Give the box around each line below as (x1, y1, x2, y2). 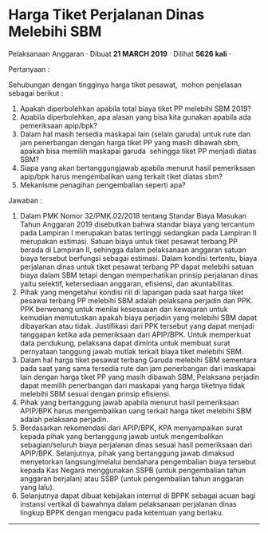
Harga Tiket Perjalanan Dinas (8, 6, 205, 24)
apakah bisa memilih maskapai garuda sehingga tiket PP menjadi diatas (19, 146, 257, 156)
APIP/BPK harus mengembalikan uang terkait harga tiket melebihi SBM (19, 405, 252, 416)
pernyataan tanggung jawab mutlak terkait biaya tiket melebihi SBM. (19, 346, 244, 356)
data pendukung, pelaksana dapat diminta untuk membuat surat (19, 338, 231, 348)
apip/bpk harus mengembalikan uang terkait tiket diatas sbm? (19, 172, 223, 181)
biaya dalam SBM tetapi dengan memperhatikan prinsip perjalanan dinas (19, 270, 258, 280)
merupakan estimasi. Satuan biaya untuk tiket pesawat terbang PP (19, 236, 238, 246)
